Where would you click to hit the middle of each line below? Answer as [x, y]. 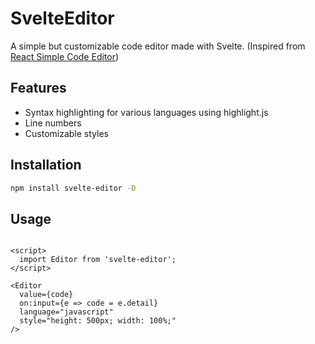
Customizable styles [66, 133]
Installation [46, 165]
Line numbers [53, 123]
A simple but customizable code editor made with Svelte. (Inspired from [158, 46]
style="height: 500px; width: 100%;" [98, 321]
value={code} [46, 295]
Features [38, 88]
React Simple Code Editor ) [65, 56]
